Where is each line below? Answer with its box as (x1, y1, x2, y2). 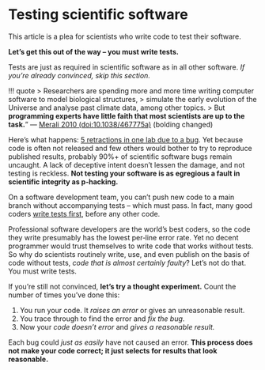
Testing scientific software (8, 6, 188, 24)
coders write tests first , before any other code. (8, 209, 161, 218)
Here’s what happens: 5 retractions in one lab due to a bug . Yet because (8, 134, 244, 144)
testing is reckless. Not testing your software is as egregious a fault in (8, 168, 240, 178)
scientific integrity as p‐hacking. (8, 176, 119, 187)
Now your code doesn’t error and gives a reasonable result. (19, 322, 215, 331)
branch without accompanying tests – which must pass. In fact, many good (8, 200, 253, 210)
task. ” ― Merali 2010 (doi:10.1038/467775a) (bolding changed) (8, 119, 214, 129)
